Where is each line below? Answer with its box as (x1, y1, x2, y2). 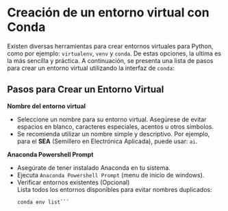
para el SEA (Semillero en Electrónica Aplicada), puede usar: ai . (16, 137, 198, 145)
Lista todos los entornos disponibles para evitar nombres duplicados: (16, 185, 212, 193)
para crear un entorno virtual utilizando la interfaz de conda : (7, 64, 175, 72)
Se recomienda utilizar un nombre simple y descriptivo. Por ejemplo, (16, 129, 210, 138)
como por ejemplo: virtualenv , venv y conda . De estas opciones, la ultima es (7, 49, 222, 58)
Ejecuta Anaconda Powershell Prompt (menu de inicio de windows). (16, 171, 205, 179)
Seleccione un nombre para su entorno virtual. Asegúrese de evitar (16, 115, 207, 123)
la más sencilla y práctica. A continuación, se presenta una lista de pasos (7, 56, 214, 64)
